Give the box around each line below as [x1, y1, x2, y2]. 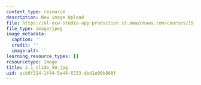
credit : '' [11, 42, 39, 48]
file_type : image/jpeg [6, 25, 63, 32]
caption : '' [11, 37, 42, 42]
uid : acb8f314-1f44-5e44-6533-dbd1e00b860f [6, 70, 117, 76]
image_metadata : [6, 31, 47, 37]
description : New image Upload [6, 14, 84, 20]
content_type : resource [6, 8, 66, 15]
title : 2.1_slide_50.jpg [6, 64, 68, 71]
